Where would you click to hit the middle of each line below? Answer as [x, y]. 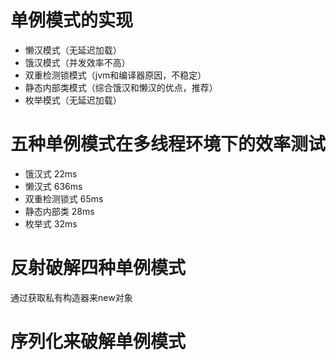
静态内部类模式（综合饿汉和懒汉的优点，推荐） [121, 87]
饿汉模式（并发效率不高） [77, 62]
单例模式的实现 [72, 20]
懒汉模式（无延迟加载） [73, 50]
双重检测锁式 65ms [64, 198]
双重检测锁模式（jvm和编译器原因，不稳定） [115, 75]
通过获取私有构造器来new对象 [71, 297]
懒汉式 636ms [53, 186]
